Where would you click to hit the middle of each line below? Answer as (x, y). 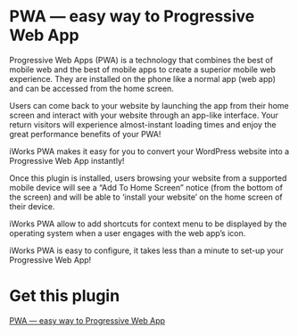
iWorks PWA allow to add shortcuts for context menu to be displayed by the (148, 224)
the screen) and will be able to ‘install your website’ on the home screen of (146, 197)
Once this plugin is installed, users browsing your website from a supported (148, 178)
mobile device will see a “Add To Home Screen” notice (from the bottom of (146, 187)
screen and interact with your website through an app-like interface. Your (144, 115)
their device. (32, 206)
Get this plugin (65, 296)
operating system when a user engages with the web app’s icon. (128, 233)
